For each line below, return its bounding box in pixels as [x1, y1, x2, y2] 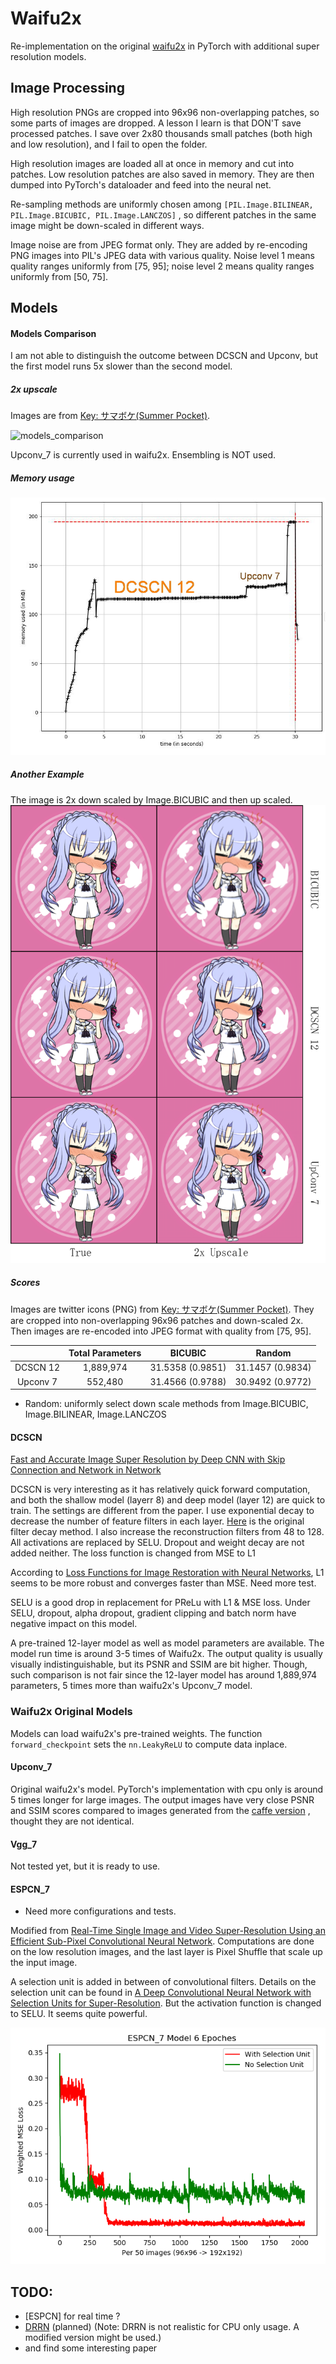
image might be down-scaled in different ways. [10, 219, 205, 231]
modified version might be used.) [24, 2332, 162, 2344]
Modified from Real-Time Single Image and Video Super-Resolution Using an [10, 1925, 326, 1937]
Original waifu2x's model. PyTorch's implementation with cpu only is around [10, 1783, 324, 1795]
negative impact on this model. [10, 1618, 138, 1630]
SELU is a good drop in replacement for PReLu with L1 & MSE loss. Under [10, 1597, 311, 1609]
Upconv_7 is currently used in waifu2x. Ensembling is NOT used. [10, 449, 277, 461]
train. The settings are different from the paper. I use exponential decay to [10, 1505, 315, 1517]
